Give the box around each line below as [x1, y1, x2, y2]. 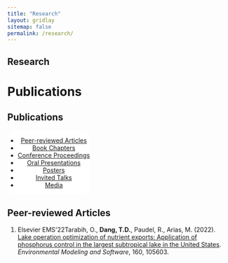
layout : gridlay [7, 17, 55, 24]
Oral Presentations [27, 158, 81, 166]
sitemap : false [7, 23, 52, 30]
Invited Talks [35, 173, 72, 182]
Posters [42, 166, 65, 174]
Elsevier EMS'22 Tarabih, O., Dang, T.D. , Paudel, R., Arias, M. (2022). [17, 225, 216, 234]
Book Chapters [32, 143, 76, 152]
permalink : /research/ [7, 29, 74, 37]
